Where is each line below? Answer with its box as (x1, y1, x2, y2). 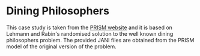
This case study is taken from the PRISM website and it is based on (6, 24, 173, 31)
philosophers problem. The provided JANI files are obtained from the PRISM (6, 36, 195, 43)
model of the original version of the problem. (6, 43, 117, 50)
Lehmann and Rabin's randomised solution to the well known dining (6, 30, 174, 37)
